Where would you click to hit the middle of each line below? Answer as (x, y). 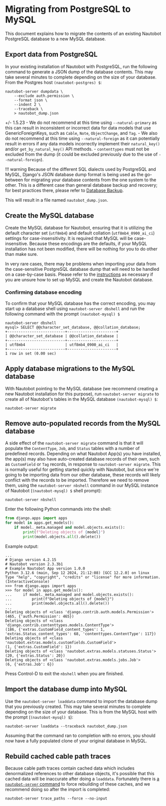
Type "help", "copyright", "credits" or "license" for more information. (83, 577)
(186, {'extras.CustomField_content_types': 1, (55, 629)
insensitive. (17, 243)
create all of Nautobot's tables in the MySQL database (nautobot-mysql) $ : (82, 399)
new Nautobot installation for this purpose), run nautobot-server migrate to (82, 394)
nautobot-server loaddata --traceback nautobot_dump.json (66, 726)
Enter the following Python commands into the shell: (58, 509)
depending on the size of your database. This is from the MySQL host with (81, 712)
